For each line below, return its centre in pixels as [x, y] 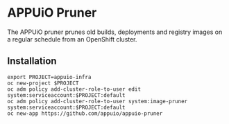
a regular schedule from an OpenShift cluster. [72, 39]
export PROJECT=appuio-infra [49, 77]
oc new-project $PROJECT [43, 83]
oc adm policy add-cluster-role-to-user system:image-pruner [97, 101]
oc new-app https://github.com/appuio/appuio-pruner [85, 113]
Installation [32, 61]
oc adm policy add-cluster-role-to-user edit [74, 89]
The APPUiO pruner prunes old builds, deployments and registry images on [115, 32]
